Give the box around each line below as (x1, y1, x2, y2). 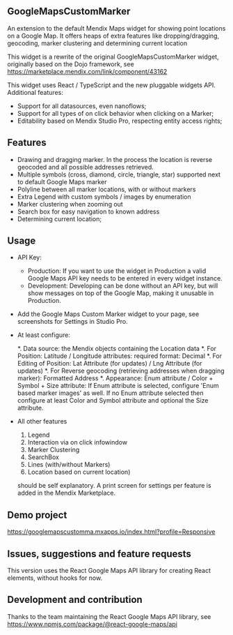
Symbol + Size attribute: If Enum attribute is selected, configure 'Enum (17, 382, 219, 390)
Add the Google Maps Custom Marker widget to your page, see (17, 310, 200, 318)
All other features (17, 417, 67, 426)
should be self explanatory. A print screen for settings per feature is (17, 481, 211, 490)
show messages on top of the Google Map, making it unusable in (27, 289, 214, 297)
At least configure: (17, 331, 71, 339)
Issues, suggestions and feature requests (7, 548, 191, 560)
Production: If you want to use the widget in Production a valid (27, 267, 207, 275)
